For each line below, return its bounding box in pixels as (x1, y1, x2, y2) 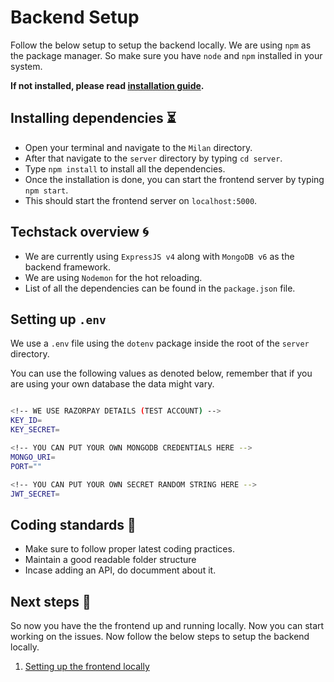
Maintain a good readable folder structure (24, 554, 197, 566)
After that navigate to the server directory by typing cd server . (24, 152, 283, 164)
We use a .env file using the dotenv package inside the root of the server (10, 337, 310, 350)
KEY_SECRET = (10, 425, 60, 435)
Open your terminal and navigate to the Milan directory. (24, 141, 253, 153)
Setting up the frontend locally (24, 661, 150, 672)
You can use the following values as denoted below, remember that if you (10, 367, 313, 380)
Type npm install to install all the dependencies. (24, 162, 226, 175)
